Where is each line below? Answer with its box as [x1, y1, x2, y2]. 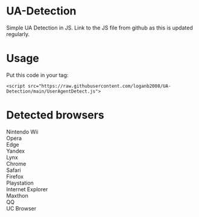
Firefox [6, 173, 24, 180]
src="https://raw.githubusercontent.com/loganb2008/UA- [28, 83, 171, 89]
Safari [6, 167, 21, 174]
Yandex [6, 147, 25, 154]
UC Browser [6, 204, 37, 212]
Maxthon [6, 192, 28, 199]
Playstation [6, 179, 34, 186]
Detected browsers [6, 108, 104, 122]
